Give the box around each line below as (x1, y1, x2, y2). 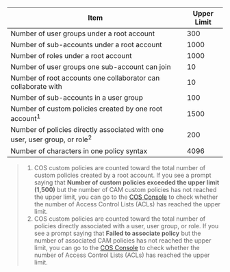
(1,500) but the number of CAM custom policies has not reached (34, 185, 217, 193)
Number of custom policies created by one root (10, 104, 163, 113)
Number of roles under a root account (10, 51, 132, 60)
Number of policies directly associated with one (10, 125, 164, 135)
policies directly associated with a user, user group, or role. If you (34, 221, 219, 230)
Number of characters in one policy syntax (10, 146, 148, 156)
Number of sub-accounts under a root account (10, 40, 162, 49)
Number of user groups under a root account (10, 29, 155, 38)
